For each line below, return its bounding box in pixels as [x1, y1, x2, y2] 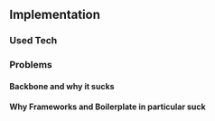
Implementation [9, 7, 101, 23]
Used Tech [9, 34, 58, 47]
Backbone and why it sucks [9, 80, 115, 91]
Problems [9, 59, 52, 71]
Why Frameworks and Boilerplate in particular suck [9, 101, 206, 112]
